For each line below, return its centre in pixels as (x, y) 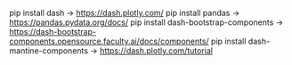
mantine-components (49, 51)
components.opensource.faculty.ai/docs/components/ (109, 41)
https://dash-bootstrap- (53, 32)
